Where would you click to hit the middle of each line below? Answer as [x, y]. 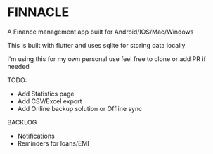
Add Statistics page [46, 94]
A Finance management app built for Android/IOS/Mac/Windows [101, 32]
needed [18, 66]
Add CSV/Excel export [50, 101]
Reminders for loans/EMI [53, 143]
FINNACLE [38, 12]
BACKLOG [22, 122]
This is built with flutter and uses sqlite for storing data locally [96, 45]
